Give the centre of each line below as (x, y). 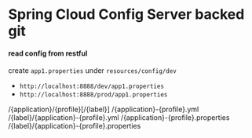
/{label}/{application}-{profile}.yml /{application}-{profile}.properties (119, 118)
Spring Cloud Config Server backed (126, 15)
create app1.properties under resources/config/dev (92, 71)
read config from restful (48, 53)
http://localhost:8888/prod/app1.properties (93, 95)
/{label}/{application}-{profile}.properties (75, 126)
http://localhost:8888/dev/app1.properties (92, 87)
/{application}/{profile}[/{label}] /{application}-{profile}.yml (104, 109)
